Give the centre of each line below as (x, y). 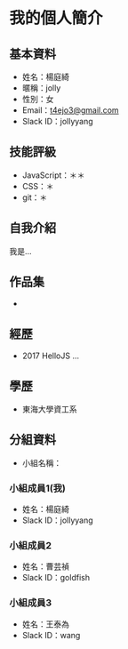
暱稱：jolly (41, 88)
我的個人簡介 (56, 18)
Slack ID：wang (51, 635)
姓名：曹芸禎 (45, 566)
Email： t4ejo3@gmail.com (70, 110)
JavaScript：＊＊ (54, 175)
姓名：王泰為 (45, 624)
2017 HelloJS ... (51, 356)
